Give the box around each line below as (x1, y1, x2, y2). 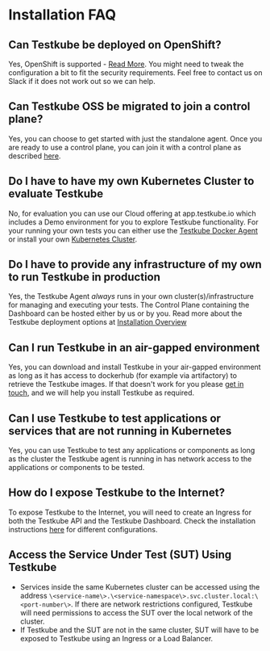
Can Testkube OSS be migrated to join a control (8, 99, 251, 114)
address (19, 590, 48, 600)
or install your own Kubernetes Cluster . (8, 234, 138, 244)
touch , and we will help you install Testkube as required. (8, 388, 195, 397)
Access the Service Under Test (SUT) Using (8, 548, 232, 562)
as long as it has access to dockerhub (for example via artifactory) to (8, 371, 238, 380)
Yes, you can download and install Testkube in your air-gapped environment (8, 362, 261, 372)
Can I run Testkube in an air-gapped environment (8, 341, 260, 355)
